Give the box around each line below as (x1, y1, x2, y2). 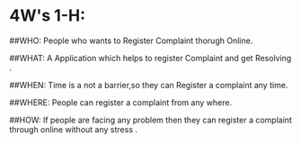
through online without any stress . (9, 123, 137, 135)
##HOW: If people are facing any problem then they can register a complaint (9, 114, 292, 125)
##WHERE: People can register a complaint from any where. (9, 96, 232, 108)
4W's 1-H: (9, 5, 86, 26)
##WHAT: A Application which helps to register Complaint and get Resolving (9, 52, 292, 63)
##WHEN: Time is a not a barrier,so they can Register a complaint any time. (9, 79, 288, 90)
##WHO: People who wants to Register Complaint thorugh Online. (9, 35, 253, 46)
